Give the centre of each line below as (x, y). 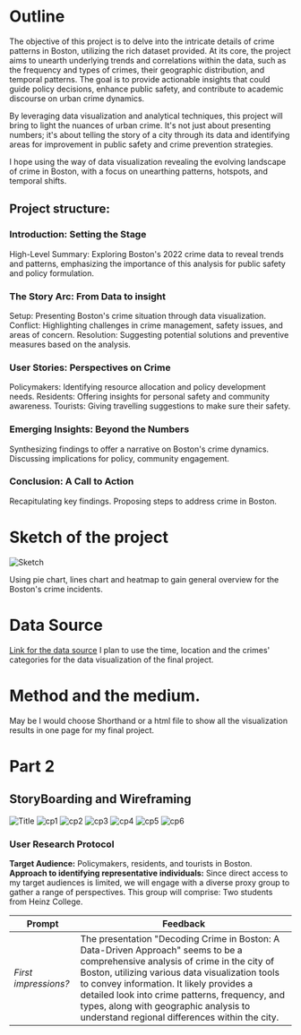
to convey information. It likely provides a (167, 983)
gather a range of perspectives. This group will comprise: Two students (141, 892)
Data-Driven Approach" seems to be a (162, 950)
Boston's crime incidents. (56, 589)
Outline (37, 17)
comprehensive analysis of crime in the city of (177, 961)
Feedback (184, 923)
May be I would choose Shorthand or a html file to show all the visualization (149, 720)
